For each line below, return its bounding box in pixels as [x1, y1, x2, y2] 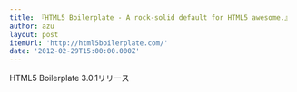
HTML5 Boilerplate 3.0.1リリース [9, 73, 130, 84]
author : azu [9, 22, 54, 31]
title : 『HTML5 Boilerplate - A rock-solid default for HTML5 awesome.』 [9, 13, 292, 23]
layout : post [9, 30, 59, 39]
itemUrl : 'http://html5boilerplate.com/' [9, 38, 169, 48]
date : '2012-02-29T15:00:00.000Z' [9, 47, 141, 56]
